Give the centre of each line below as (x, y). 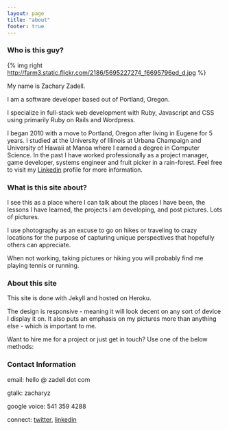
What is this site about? (47, 188)
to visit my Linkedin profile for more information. (75, 170)
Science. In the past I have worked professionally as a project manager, (108, 155)
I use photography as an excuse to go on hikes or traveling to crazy (102, 230)
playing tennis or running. (43, 265)
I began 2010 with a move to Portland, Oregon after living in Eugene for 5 (110, 133)
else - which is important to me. (52, 326)
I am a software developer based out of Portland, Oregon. (88, 99)
